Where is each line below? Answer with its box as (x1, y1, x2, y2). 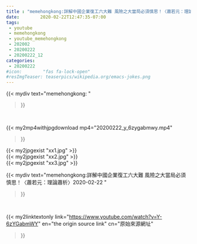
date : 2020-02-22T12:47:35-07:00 (6, 14, 107, 20)
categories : (6, 57, 35, 63)
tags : (6, 19, 19, 25)
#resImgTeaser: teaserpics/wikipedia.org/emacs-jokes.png (6, 74, 151, 80)
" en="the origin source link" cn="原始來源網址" (38, 221, 154, 228)
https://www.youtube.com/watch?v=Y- (69, 213, 162, 221)
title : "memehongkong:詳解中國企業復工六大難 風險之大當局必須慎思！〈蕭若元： (6, 8, 185, 15)
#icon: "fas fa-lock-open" (6, 69, 91, 74)
